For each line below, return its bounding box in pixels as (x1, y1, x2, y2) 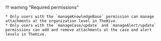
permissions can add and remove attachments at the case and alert (5, 27, 152, 32)
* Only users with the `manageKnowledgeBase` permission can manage (5, 14, 154, 19)
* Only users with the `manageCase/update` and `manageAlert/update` (5, 23, 157, 28)
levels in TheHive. (5, 32, 47, 37)
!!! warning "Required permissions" (5, 5, 79, 10)
